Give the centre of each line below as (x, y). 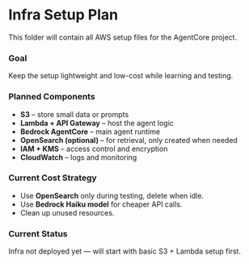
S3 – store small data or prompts (74, 114)
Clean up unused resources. (67, 212)
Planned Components (52, 97)
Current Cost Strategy (53, 178)
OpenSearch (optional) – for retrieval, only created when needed (129, 140)
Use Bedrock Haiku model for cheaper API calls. (101, 204)
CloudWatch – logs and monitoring (78, 157)
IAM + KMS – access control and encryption (94, 149)
